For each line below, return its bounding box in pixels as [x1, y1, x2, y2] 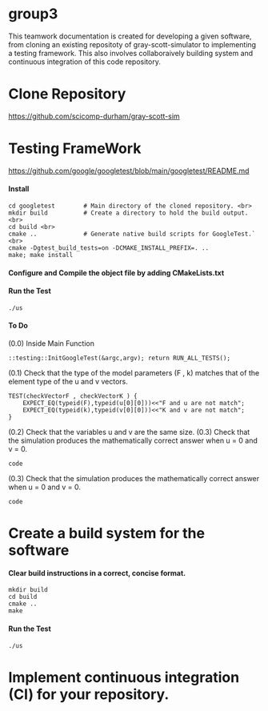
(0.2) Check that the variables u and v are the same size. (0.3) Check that [8, 428, 250, 437]
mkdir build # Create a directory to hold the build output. [8, 209, 249, 217]
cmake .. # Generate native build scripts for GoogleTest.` [8, 230, 256, 239]
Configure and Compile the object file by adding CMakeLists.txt [8, 267, 225, 277]
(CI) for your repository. [8, 685, 170, 703]
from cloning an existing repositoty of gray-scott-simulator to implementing [8, 39, 257, 49]
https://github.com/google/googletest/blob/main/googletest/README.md [8, 166, 250, 175]
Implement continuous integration [8, 668, 240, 686]
